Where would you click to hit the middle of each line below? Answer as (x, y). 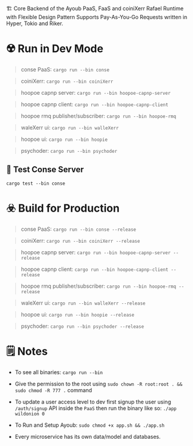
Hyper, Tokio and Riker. (35, 23)
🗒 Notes (27, 351)
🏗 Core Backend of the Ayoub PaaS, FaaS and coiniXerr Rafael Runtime (95, 8)
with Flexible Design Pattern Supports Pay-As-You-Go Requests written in (97, 17)
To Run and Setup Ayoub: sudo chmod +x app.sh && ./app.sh (90, 425)
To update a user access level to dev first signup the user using (93, 402)
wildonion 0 (30, 414)
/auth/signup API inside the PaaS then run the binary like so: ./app (96, 408)
